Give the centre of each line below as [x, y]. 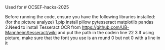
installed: [146, 17]
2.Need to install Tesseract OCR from [43, 27]
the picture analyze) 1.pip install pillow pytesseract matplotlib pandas [84, 22]
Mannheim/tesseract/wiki [31, 32]
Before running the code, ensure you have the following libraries [70, 17]
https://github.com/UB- [105, 27]
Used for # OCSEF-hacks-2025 [37, 7]
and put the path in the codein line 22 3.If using [106, 32]
